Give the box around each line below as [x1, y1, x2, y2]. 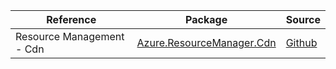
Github [285, 36, 318, 49]
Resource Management [15, 30, 125, 43]
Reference [46, 13, 97, 26]
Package [185, 13, 228, 26]
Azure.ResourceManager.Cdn [136, 36, 277, 49]
